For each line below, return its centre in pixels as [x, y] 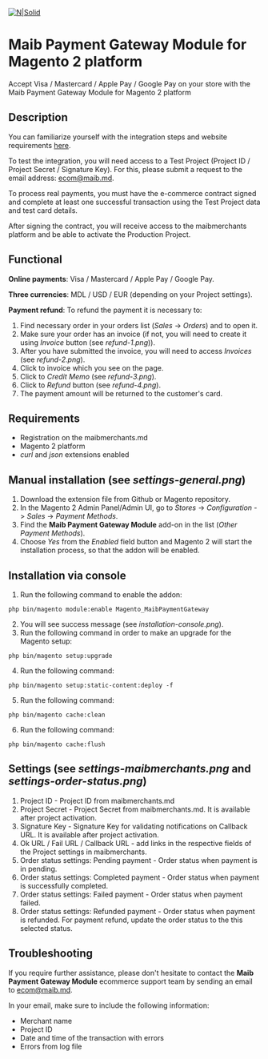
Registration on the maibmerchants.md [84, 438]
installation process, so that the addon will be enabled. [110, 550]
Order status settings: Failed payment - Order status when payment [131, 894]
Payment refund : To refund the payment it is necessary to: [105, 310]
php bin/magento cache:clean [57, 715]
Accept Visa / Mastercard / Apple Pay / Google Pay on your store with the [129, 83]
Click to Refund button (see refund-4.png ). [90, 385]
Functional [35, 260]
